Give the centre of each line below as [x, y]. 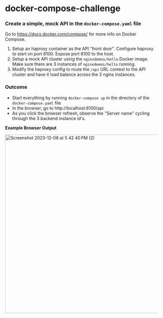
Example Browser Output [31, 128]
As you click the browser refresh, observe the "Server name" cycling [81, 113]
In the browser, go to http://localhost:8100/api [58, 108]
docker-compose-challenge [63, 8]
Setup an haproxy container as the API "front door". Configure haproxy [83, 49]
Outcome [16, 87]
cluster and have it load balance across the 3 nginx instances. [74, 75]
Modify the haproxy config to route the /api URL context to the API [79, 69]
